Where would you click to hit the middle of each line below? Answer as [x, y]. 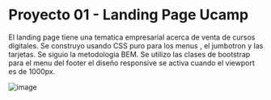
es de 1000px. [32, 71]
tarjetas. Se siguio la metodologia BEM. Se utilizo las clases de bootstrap [129, 54]
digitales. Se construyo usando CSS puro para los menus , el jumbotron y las [136, 45]
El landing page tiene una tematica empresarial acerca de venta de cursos [132, 37]
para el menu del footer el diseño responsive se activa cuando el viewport [131, 63]
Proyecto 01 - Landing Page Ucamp [129, 15]
